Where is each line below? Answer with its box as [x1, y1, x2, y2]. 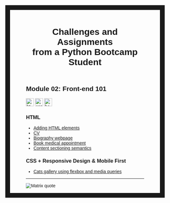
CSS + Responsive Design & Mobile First [26, 158, 126, 164]
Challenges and [52, 27, 118, 37]
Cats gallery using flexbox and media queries [33, 169, 122, 175]
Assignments [57, 37, 113, 47]
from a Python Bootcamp [32, 47, 138, 58]
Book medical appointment [33, 140, 86, 146]
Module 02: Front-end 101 [26, 85, 107, 93]
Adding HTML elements [33, 125, 80, 131]
